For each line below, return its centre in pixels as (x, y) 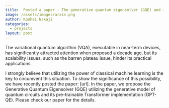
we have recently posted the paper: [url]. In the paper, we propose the (78, 84)
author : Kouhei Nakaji (29, 19)
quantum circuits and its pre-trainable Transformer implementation (74, 94)
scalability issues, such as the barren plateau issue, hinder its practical (78, 58)
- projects (21, 29)
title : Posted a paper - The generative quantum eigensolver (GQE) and (83, 10)
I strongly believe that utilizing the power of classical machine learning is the (84, 73)
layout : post (19, 33)
